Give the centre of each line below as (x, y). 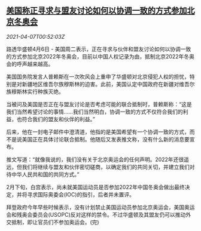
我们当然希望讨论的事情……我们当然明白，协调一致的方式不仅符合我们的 (95, 112)
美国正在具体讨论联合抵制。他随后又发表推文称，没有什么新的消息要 (106, 139)
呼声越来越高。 (35, 64)
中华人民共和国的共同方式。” (45, 174)
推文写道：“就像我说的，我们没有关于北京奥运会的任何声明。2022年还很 (95, 159)
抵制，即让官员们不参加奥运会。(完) (55, 222)
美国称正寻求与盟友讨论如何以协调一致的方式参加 (97, 11)
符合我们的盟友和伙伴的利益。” (59, 119)
